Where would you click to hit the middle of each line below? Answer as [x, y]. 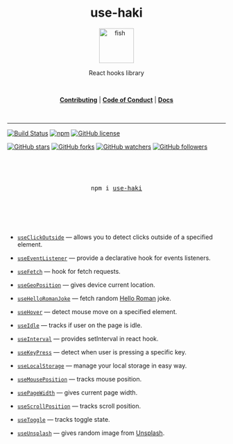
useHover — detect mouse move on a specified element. [97, 311]
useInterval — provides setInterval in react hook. [88, 338]
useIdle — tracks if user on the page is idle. [80, 325]
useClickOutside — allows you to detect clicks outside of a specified [115, 237]
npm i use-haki [116, 188]
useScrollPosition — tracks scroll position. [79, 406]
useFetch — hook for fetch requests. [69, 271]
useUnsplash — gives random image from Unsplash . [91, 433]
